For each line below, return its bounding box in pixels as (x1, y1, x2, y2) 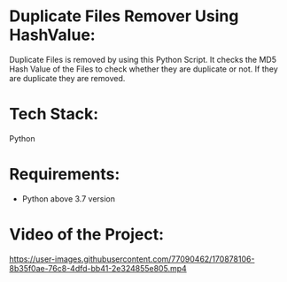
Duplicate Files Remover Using (9, 6, 239, 27)
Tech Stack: (9, 104, 99, 125)
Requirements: (9, 164, 120, 185)
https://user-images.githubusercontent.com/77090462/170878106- (9, 254, 255, 264)
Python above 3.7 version (21, 193, 116, 204)
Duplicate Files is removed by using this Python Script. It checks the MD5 (9, 54, 277, 65)
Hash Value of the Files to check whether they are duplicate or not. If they (9, 64, 279, 74)
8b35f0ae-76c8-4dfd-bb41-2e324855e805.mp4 (9, 263, 188, 273)
